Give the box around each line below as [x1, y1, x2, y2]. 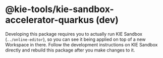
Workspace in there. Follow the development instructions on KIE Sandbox [5, 41, 158, 47]
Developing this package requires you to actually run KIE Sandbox [5, 31, 143, 37]
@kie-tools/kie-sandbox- [5, 4, 115, 15]
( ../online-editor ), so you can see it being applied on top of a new [5, 36, 146, 42]
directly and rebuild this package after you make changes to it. [5, 47, 135, 53]
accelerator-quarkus [5, 14, 94, 26]
